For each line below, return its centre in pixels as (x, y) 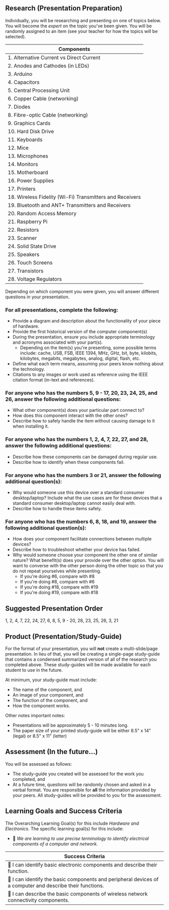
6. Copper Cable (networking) (43, 98)
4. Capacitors (24, 82)
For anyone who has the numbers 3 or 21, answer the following (83, 475)
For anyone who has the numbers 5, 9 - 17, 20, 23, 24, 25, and (81, 393)
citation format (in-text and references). (54, 380)
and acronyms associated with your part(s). (58, 342)
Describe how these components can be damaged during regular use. (85, 457)
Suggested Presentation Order (54, 608)
